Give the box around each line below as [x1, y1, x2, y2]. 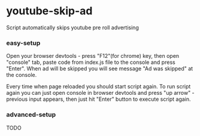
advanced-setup [6, 110, 56, 119]
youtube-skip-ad [6, 4, 93, 18]
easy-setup [6, 39, 41, 47]
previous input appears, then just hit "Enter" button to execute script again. [6, 95, 191, 103]
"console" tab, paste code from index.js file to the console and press [6, 58, 175, 66]
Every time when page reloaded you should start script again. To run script [6, 83, 191, 90]
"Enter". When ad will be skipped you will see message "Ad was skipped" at [6, 65, 193, 72]
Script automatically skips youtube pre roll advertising [6, 24, 139, 31]
